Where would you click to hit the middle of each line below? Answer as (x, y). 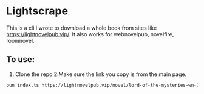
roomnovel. (20, 40)
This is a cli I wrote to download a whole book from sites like (82, 28)
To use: (21, 59)
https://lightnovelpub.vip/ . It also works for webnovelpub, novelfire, (90, 34)
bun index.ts (23, 85)
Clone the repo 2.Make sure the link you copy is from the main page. (101, 74)
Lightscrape (37, 11)
